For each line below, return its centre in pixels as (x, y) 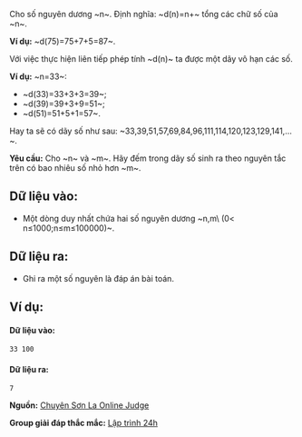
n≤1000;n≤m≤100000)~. (68, 228)
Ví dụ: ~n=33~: (39, 76)
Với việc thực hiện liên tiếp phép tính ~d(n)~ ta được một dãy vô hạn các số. (151, 59)
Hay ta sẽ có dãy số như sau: (63, 131)
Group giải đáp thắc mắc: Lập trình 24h (84, 423)
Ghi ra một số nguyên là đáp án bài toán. (98, 278)
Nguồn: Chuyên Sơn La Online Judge (79, 405)
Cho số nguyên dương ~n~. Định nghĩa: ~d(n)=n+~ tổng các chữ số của (144, 14)
